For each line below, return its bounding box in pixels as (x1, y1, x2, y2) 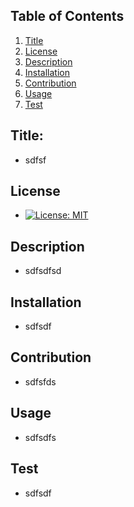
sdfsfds (24, 375, 57, 388)
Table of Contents (10, 8, 125, 25)
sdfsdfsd (24, 265, 62, 277)
